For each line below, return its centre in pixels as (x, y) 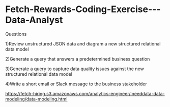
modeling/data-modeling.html (36, 99)
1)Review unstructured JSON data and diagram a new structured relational (83, 43)
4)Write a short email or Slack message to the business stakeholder (76, 84)
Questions (16, 34)
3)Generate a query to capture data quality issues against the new (75, 69)
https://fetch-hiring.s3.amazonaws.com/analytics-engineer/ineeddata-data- (85, 93)
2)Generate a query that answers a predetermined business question (78, 59)
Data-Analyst (34, 20)
